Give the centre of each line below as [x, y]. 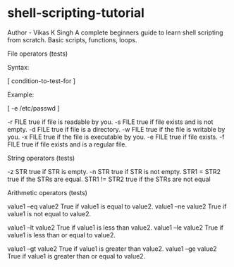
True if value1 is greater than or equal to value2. [76, 256]
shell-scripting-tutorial [76, 13]
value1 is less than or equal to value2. [62, 235]
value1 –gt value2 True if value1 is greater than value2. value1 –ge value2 [112, 249]
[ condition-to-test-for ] [42, 81]
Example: [21, 94]
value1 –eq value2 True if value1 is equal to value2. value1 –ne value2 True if [117, 206]
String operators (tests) [41, 158]
